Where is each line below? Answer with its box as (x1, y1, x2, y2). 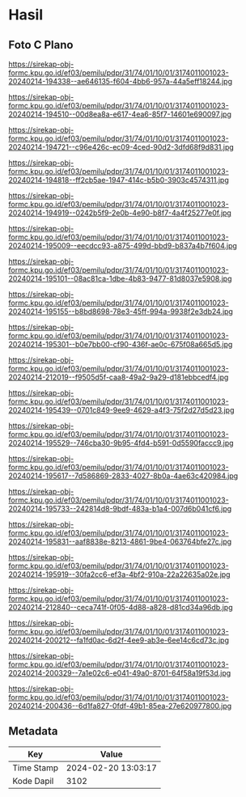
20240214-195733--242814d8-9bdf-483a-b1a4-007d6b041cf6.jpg (8, 504, 232, 513)
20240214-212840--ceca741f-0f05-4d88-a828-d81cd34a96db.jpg (8, 603, 233, 612)
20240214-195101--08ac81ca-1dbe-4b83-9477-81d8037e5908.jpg (8, 273, 232, 283)
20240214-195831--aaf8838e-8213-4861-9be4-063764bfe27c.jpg (8, 536, 232, 546)
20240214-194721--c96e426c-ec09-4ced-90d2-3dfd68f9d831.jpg (8, 142, 235, 151)
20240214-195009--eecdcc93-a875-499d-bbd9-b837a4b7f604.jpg (8, 241, 237, 250)
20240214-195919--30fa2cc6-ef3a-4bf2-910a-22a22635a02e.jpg (8, 570, 231, 579)
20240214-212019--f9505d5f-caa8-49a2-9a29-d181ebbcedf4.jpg (8, 372, 229, 382)
